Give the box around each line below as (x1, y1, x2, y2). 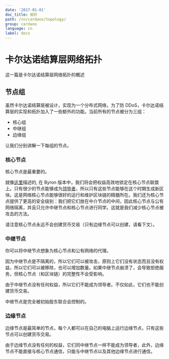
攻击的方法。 (5, 211, 32, 217)
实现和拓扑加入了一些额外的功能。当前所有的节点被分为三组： (18, 108, 146, 114)
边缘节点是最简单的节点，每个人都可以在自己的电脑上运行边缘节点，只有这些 (5, 325, 164, 331)
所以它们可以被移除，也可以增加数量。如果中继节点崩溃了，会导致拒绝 (14, 265, 159, 271)
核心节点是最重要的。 (5, 169, 49, 175)
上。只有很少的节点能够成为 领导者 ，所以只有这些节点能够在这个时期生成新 (5, 186, 159, 192)
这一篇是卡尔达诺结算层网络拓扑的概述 (5, 71, 84, 78)
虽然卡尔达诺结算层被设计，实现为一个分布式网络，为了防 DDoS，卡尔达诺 (5, 102, 159, 108)
